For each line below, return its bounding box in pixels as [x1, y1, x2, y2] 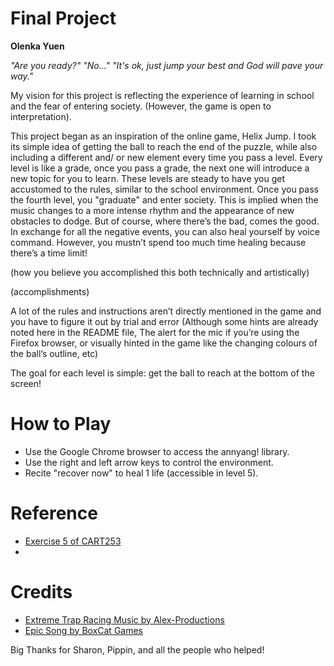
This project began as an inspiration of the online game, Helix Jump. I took [10, 130, 317, 142]
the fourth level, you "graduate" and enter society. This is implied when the [10, 193, 319, 206]
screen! [10, 377, 42, 389]
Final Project [10, 7, 117, 30]
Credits [10, 581, 73, 603]
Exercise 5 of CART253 [24, 535, 122, 547]
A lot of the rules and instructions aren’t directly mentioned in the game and [10, 305, 322, 317]
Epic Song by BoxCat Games [24, 624, 143, 636]
